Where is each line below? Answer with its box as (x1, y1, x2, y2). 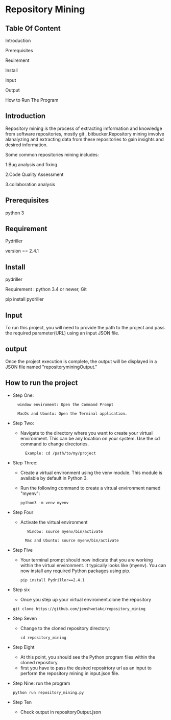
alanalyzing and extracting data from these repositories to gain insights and (5, 136, 164, 142)
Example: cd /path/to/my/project (25, 451, 96, 456)
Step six (12, 587, 30, 593)
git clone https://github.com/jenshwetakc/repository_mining (12, 606, 146, 612)
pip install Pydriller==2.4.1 (20, 577, 85, 582)
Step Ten (12, 699, 32, 705)
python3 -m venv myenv (20, 500, 69, 505)
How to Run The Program (5, 97, 59, 103)
